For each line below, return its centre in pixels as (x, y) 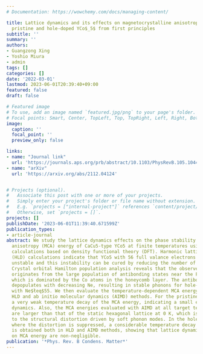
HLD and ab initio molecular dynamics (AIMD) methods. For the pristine (105, 297)
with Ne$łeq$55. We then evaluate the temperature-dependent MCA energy (105, 291)
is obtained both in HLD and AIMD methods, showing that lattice (96, 330)
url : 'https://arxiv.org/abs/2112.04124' (65, 174)
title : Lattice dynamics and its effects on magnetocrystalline (89, 23)
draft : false (23, 96)
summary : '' (21, 40)
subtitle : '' (23, 34)
